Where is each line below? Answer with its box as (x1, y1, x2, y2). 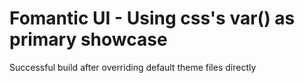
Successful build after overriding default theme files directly (9, 61, 257, 73)
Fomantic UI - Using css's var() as (9, 7, 296, 30)
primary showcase (9, 28, 168, 51)
